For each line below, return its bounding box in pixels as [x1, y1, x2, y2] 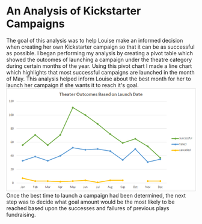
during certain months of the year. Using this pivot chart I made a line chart [6, 62, 192, 70]
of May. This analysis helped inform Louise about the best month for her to [6, 75, 191, 82]
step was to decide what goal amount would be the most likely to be [6, 198, 175, 205]
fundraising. [6, 211, 36, 218]
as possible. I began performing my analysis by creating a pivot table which [6, 49, 194, 56]
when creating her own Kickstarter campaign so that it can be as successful [6, 43, 195, 50]
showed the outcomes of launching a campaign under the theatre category [6, 56, 192, 63]
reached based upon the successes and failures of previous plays [6, 204, 170, 211]
